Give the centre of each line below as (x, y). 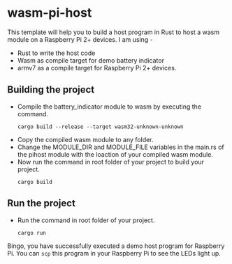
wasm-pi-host (50, 13)
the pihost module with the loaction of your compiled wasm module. (115, 154)
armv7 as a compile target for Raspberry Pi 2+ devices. (97, 68)
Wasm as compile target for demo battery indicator (90, 60)
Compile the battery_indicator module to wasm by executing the (109, 107)
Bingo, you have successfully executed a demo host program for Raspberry (116, 246)
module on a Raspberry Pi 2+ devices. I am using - (80, 39)
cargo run (32, 233)
